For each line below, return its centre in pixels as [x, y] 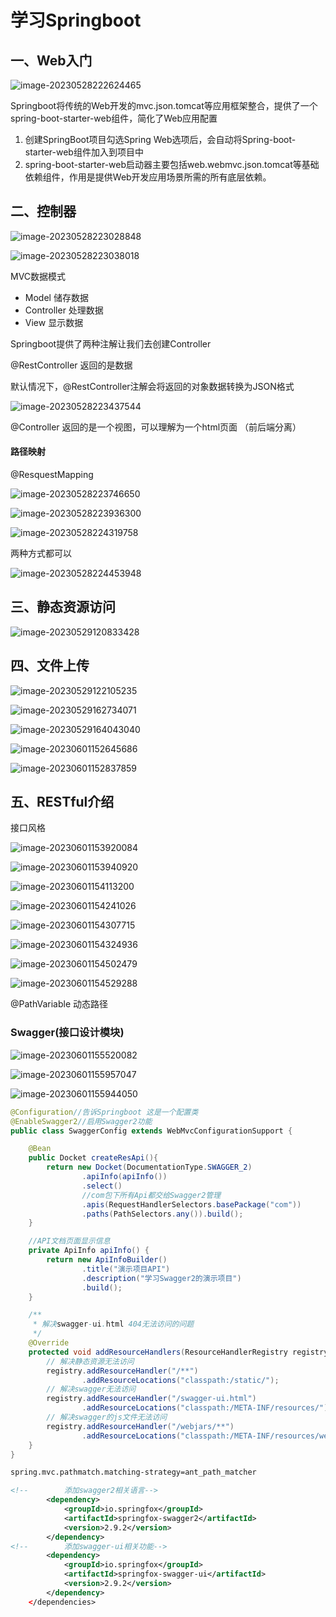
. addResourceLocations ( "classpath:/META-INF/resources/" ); [207, 1408]
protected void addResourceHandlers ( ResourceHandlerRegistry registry [178, 1352]
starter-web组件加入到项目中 [84, 152]
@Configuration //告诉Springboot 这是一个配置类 [104, 1112]
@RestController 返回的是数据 [71, 365]
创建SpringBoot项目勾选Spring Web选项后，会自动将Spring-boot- [160, 139]
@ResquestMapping [52, 475]
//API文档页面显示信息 [69, 1241]
